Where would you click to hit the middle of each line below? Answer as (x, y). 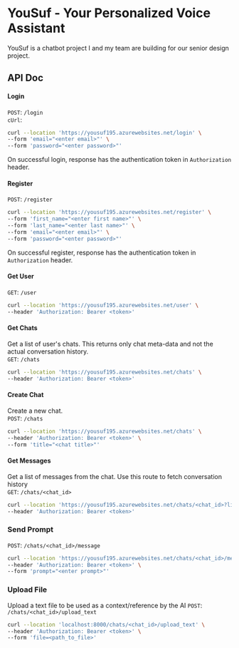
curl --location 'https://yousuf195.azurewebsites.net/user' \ (103, 305)
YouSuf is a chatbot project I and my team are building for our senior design (118, 48)
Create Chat (26, 395)
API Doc (26, 78)
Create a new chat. (35, 411)
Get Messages (29, 461)
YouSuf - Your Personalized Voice (109, 13)
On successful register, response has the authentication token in (102, 252)
